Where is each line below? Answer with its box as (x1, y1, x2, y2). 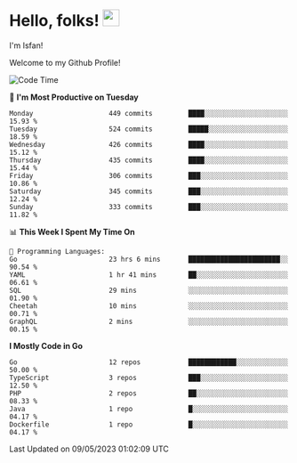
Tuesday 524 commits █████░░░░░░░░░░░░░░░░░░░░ (9, 125, 289, 134)
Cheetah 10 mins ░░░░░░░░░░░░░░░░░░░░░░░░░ (9, 301, 289, 311)
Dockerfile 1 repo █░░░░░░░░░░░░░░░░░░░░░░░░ (9, 419, 289, 429)
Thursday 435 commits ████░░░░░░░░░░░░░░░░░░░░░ (9, 156, 289, 165)
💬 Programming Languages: (9, 247, 105, 256)
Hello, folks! (9, 11, 100, 31)
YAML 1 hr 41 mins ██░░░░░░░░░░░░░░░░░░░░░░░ (9, 270, 289, 280)
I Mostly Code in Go (9, 340, 83, 351)
